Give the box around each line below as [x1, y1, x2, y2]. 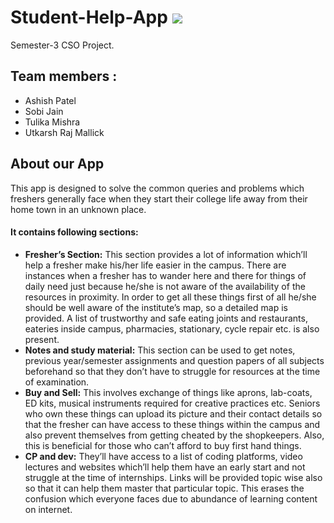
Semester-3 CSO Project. [10, 39, 115, 51]
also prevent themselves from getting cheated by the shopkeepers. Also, [24, 429, 325, 441]
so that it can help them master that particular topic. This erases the [24, 482, 305, 494]
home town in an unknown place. [10, 203, 147, 215]
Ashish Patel [24, 94, 77, 106]
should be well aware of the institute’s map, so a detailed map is [24, 301, 288, 313]
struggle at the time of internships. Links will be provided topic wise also [24, 471, 323, 483]
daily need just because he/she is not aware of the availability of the [24, 280, 306, 292]
